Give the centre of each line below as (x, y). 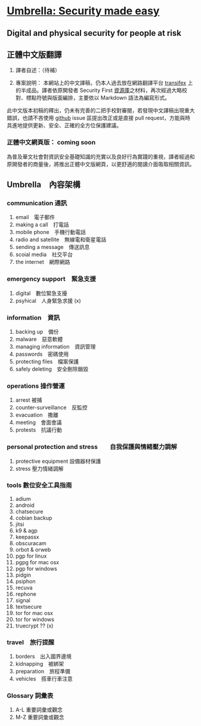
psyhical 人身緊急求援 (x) (48, 300)
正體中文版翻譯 (34, 55)
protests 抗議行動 (38, 430)
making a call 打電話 (42, 224)
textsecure (29, 607)
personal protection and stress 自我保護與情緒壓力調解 (92, 447)
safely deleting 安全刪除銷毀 (52, 369)
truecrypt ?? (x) (34, 626)
